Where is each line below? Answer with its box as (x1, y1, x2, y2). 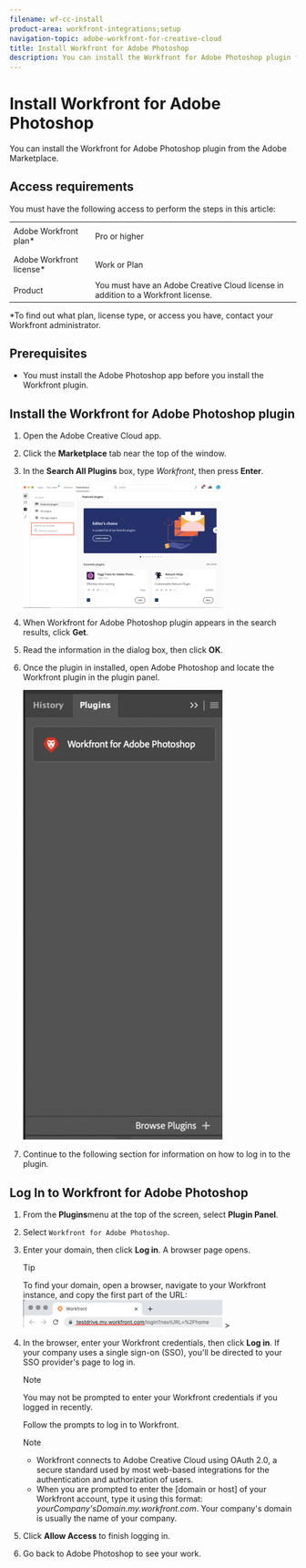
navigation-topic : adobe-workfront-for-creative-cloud (9, 34, 222, 43)
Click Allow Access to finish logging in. (22, 1531, 171, 1542)
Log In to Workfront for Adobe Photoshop (9, 1185, 249, 1201)
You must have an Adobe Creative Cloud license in (95, 280, 284, 291)
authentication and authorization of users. (36, 1474, 194, 1485)
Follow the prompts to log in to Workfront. (22, 1419, 179, 1430)
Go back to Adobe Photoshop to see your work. (22, 1548, 202, 1559)
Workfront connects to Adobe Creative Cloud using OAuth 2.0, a (36, 1455, 278, 1466)
